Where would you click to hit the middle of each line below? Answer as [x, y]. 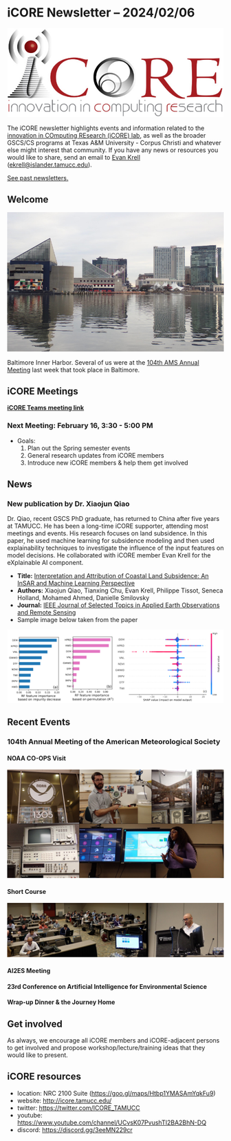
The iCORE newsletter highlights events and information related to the [106, 128]
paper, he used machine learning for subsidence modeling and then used [111, 541]
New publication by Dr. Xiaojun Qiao [68, 504]
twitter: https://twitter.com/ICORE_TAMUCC [79, 1108]
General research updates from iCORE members [96, 455]
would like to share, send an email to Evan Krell [74, 157]
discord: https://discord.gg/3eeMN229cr [75, 1129]
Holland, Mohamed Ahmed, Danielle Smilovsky [83, 598]
